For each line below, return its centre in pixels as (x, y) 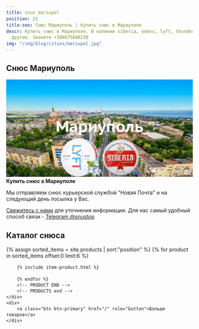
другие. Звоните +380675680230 (50, 38)
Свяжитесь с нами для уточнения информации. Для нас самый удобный (98, 211)
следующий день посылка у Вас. (48, 199)
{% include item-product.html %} (58, 267)
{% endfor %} (33, 279)
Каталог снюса (36, 235)
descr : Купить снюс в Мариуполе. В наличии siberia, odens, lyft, (90, 31)
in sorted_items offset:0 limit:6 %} (47, 256)
